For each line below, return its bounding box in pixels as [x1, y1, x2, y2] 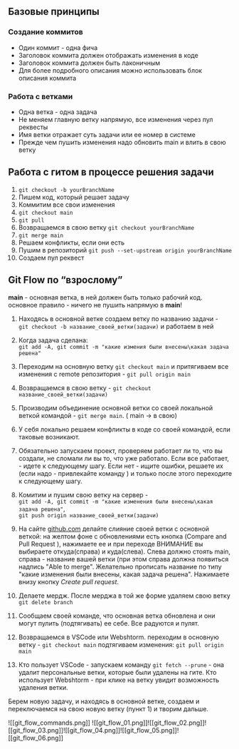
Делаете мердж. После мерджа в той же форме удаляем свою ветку [18, 591, 230, 600]
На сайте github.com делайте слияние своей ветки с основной [18, 524, 209, 533]
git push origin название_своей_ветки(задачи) [18, 511, 159, 519]
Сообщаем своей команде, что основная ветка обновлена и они [18, 611, 216, 620]
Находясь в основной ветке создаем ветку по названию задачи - [18, 314, 219, 323]
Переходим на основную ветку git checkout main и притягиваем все [18, 362, 229, 370]
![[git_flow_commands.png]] [8, 718, 91, 727]
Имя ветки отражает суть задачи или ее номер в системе [18, 130, 196, 138]
